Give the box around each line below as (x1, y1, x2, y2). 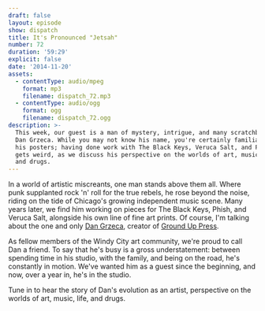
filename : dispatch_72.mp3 (22, 92, 111, 100)
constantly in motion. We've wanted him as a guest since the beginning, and (8, 261, 256, 272)
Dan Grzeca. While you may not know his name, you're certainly (15, 135, 231, 144)
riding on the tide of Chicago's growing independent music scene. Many (8, 196, 243, 205)
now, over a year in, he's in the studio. (8, 270, 132, 280)
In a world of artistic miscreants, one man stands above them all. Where (8, 180, 241, 189)
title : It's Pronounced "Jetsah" (8, 33, 118, 42)
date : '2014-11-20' (8, 63, 73, 71)
